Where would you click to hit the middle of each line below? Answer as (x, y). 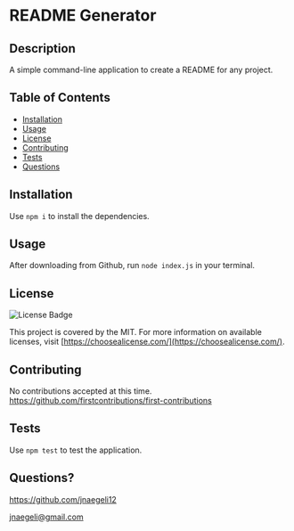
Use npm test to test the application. (76, 450)
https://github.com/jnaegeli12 (63, 499)
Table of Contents (60, 98)
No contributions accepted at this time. (81, 391)
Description (42, 49)
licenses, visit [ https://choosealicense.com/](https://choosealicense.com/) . (147, 342)
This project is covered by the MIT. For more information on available (136, 332)
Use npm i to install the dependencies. (79, 216)
